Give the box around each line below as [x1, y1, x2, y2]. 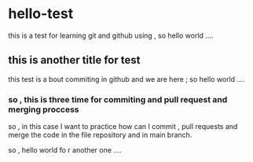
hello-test [8, 5, 74, 23]
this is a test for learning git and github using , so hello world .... [8, 31, 214, 40]
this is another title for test [8, 53, 141, 67]
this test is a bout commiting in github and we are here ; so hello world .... [8, 74, 245, 83]
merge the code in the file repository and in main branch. [8, 131, 192, 140]
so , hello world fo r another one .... [8, 145, 122, 155]
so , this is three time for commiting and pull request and [8, 94, 228, 105]
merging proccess [8, 104, 80, 115]
